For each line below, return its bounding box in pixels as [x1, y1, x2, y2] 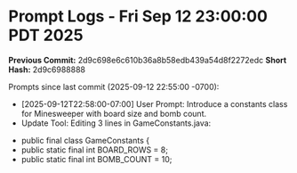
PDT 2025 [8, 25, 84, 45]
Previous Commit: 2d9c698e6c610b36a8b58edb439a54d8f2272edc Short [8, 54, 287, 65]
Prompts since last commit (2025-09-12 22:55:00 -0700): [8, 81, 220, 92]
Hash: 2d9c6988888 [8, 64, 86, 75]
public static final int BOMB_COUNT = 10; [20, 153, 173, 164]
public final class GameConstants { [20, 135, 150, 145]
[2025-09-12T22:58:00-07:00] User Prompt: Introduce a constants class [20, 98, 288, 109]
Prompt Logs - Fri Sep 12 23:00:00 [8, 6, 269, 27]
